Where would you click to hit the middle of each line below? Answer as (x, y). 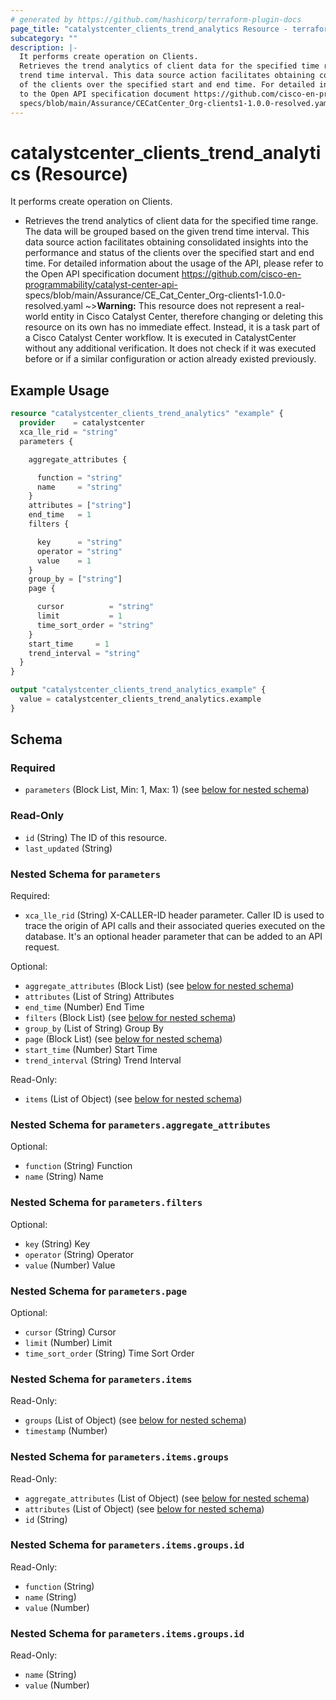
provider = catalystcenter (82, 423)
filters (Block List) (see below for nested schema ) (130, 1018)
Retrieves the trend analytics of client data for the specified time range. (171, 221)
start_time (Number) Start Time (91, 1050)
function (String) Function (78, 1166)
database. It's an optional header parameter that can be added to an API (173, 937)
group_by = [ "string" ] (75, 579)
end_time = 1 (60, 515)
